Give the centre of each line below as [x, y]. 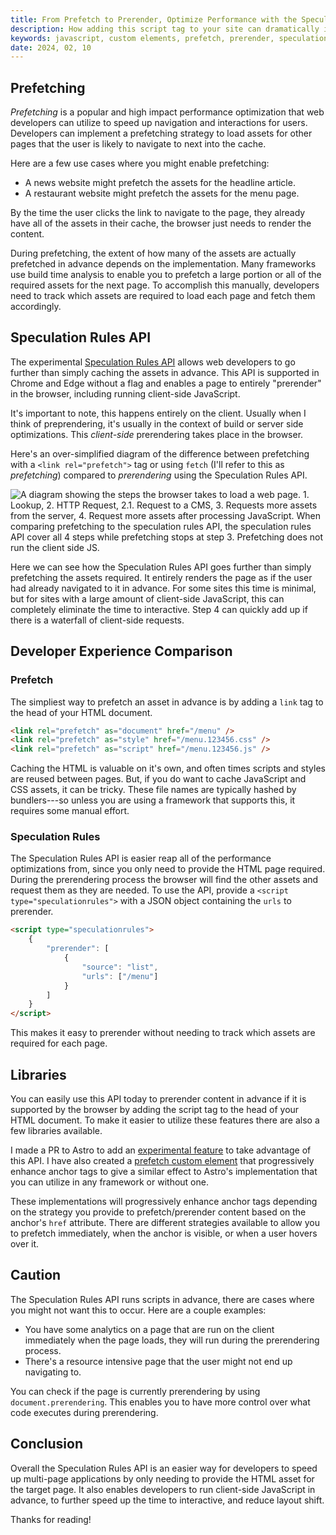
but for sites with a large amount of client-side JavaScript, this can [147, 598]
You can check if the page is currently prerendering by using [135, 1391]
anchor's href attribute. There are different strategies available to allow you [165, 1223]
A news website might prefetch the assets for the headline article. [160, 183]
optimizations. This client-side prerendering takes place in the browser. [157, 434]
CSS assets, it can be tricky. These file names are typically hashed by [153, 790]
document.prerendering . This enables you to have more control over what [160, 1402]
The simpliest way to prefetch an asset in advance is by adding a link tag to [167, 702]
